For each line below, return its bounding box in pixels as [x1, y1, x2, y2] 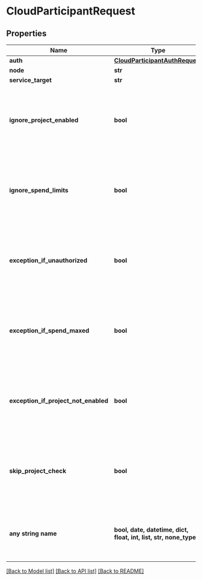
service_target [9, 76, 52, 84]
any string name [9, 529, 57, 538]
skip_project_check [9, 467, 67, 475]
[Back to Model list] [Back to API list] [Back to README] [6, 567, 144, 575]
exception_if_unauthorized [9, 257, 88, 264]
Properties [6, 28, 47, 39]
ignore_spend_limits [9, 186, 69, 194]
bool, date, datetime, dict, [114, 526, 189, 534]
